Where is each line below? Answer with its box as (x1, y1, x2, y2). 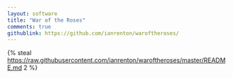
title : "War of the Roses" (7, 17, 86, 24)
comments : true (7, 23, 52, 30)
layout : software (7, 10, 58, 17)
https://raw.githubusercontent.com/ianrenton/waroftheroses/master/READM (7, 56, 226, 65)
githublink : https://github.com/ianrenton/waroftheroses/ (7, 29, 179, 37)
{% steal (7, 49, 32, 57)
